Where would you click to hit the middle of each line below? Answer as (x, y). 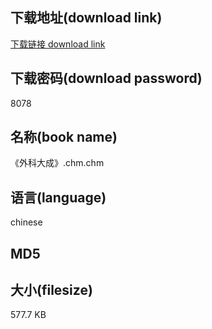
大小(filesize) (51, 290)
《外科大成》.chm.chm (57, 163)
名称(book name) (64, 137)
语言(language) (58, 197)
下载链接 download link (58, 44)
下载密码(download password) (106, 78)
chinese (26, 222)
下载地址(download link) (86, 18)
